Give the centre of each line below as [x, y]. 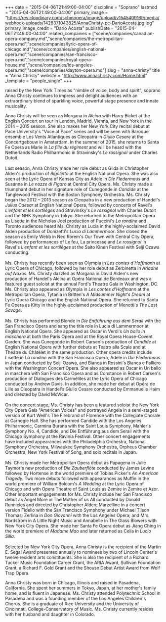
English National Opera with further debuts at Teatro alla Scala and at [75, 347]
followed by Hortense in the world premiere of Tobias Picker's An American [82, 473]
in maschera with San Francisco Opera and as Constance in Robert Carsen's [83, 373]
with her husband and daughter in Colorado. [50, 614]
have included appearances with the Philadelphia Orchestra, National [75, 442]
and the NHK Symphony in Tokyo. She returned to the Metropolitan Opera [80, 215]
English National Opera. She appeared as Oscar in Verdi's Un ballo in [75, 331]
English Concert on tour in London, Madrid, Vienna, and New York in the [79, 121]
